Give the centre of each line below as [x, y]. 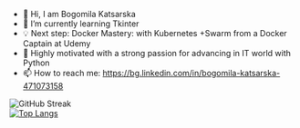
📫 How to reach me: [62, 73]
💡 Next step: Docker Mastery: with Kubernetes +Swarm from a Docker [155, 33]
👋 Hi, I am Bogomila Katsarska [79, 14]
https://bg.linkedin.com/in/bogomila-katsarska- [191, 73]
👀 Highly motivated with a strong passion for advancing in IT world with [157, 53]
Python [36, 63]
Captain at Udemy [57, 44]
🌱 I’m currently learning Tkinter [81, 24]
